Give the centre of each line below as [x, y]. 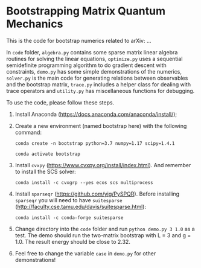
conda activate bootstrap [47, 154]
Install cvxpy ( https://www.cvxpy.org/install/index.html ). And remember [103, 165]
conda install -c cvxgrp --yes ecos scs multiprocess [84, 182]
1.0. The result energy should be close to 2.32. [73, 241]
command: [28, 132]
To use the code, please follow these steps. [60, 102]
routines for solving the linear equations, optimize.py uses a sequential [94, 59]
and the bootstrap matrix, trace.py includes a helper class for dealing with [99, 84]
